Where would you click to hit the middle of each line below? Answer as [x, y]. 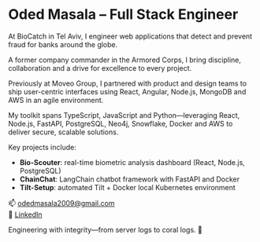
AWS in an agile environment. [56, 100]
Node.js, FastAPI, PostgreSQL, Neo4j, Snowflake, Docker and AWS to [121, 123]
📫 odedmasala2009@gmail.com [61, 203]
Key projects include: [42, 147]
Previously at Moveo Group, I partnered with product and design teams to [127, 83]
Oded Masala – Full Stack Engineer [123, 15]
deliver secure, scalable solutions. [63, 132]
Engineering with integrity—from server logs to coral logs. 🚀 [105, 229]
